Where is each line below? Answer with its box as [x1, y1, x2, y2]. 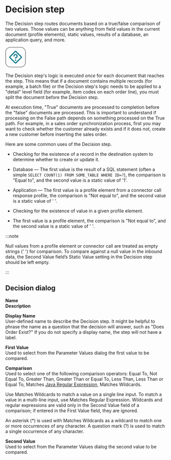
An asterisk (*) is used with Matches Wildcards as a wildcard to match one [5, 417, 162, 423]
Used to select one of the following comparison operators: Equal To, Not [5, 370, 157, 376]
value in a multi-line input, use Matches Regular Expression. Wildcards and [5, 397, 162, 403]
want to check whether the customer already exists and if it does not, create [5, 126, 166, 132]
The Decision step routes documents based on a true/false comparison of [5, 20, 161, 27]
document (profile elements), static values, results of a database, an [5, 31, 149, 37]
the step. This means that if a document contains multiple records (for [5, 78, 152, 84]
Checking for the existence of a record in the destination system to [12, 151, 154, 157]
